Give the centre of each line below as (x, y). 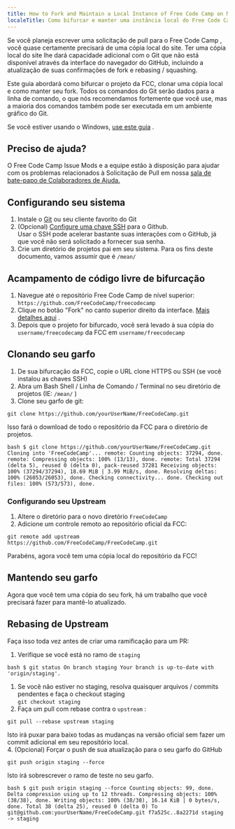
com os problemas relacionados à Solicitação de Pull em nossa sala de (109, 173)
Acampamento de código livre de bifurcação (106, 278)
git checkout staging (49, 702)
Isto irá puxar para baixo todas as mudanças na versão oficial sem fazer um (116, 735)
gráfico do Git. (28, 113)
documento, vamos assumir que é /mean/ (77, 257)
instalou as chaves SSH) (52, 378)
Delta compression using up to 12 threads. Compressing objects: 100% (112, 794)
